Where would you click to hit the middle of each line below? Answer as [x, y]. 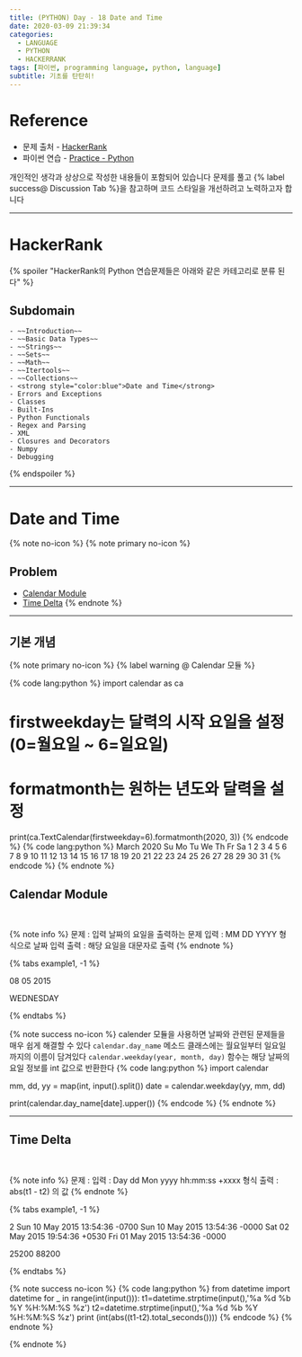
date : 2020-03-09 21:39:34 [60, 26]
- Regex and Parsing [48, 426]
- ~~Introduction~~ [46, 332]
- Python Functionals [50, 418]
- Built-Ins [31, 410]
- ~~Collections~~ [44, 378]
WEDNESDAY [35, 998]
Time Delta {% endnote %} [72, 603]
